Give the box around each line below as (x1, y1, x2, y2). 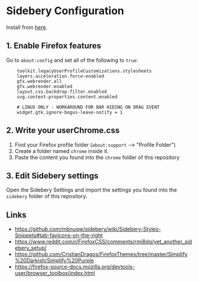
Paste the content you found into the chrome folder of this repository (14, 154, 180, 161)
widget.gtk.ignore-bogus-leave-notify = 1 (17, 109, 123, 115)
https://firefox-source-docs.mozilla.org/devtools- (14, 263, 135, 270)
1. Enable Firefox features (6, 41, 102, 51)
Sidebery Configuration (6, 4, 125, 18)
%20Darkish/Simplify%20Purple (14, 257, 95, 264)
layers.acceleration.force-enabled (17, 73, 105, 79)
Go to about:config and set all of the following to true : (6, 56, 138, 63)
